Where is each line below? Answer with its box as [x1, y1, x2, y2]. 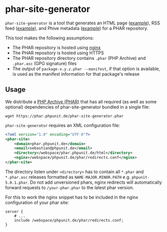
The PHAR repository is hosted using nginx [12, 44, 101, 50]
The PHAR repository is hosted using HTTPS [12, 50, 104, 56]
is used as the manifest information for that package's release [12, 71, 140, 77]
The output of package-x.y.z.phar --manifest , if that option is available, [12, 66, 161, 72]
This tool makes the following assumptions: [5, 35, 94, 41]
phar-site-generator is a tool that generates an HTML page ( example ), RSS [5, 20, 161, 26]
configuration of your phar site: [5, 199, 69, 205]
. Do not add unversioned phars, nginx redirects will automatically [27, 179, 162, 185]
